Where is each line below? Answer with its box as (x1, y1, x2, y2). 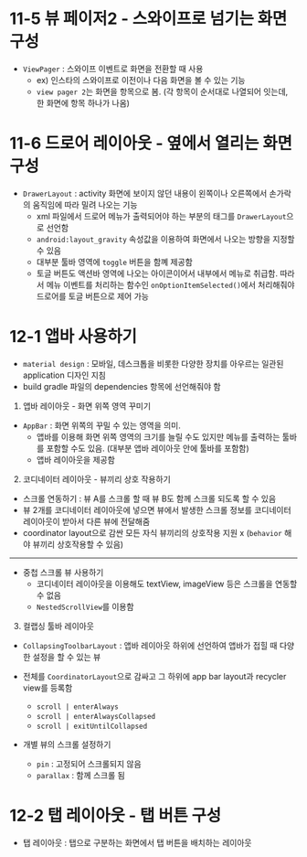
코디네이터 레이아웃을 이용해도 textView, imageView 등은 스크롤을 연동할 (36, 578, 298, 589)
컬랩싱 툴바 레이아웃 (22, 620, 94, 631)
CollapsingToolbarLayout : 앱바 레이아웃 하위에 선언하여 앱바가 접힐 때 (22, 639, 278, 650)
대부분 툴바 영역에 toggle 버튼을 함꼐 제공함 (36, 256, 194, 267)
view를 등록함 (22, 682, 73, 693)
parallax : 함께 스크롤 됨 (36, 769, 125, 780)
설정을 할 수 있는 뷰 (32, 651, 101, 662)
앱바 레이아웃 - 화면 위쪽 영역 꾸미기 (22, 400, 152, 412)
